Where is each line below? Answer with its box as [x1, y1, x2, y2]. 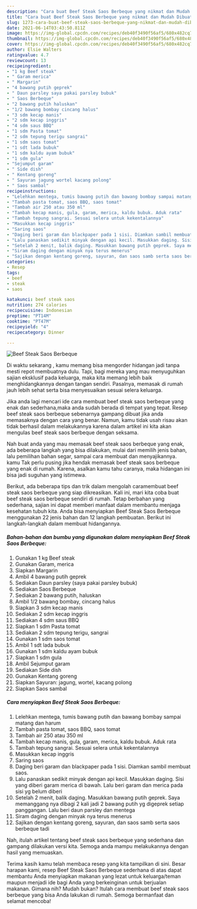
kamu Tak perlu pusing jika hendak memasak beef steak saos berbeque [6, 459, 180, 466]
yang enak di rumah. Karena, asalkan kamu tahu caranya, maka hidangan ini [6, 465, 190, 472]
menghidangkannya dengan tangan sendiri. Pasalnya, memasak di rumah [6, 380, 183, 387]
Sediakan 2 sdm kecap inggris [15, 610, 88, 618]
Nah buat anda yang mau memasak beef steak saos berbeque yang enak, [6, 440, 185, 448]
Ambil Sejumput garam [15, 660, 71, 667]
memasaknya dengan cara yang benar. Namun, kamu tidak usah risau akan [6, 417, 188, 424]
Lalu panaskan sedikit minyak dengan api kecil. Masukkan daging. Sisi [15, 776, 184, 783]
